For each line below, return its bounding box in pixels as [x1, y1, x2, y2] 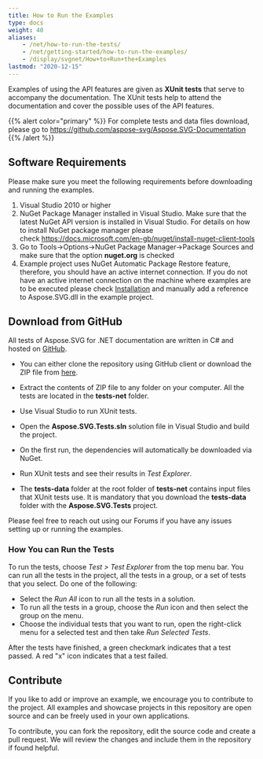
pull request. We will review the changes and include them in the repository [8, 735, 251, 744]
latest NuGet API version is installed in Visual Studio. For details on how [19, 217, 250, 227]
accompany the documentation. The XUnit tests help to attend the [8, 92, 222, 102]
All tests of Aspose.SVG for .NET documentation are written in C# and [8, 336, 234, 345]
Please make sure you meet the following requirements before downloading [8, 176, 253, 186]
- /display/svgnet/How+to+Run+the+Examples [22, 56, 167, 64]
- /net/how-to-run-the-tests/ [22, 41, 122, 49]
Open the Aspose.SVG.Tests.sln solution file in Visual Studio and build [19, 422, 250, 431]
